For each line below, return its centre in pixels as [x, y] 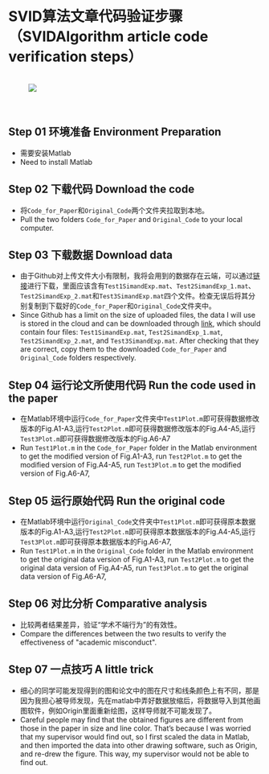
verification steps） [75, 57]
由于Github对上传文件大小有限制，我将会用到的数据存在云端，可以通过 [137, 276]
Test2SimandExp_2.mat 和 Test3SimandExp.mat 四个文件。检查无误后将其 [134, 296]
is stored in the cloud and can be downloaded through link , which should [140, 323]
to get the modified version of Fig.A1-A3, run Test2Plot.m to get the [131, 456]
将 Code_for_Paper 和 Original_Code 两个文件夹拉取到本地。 [114, 210]
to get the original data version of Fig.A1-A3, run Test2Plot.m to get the [137, 559]
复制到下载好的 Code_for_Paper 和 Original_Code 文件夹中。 [122, 306]
